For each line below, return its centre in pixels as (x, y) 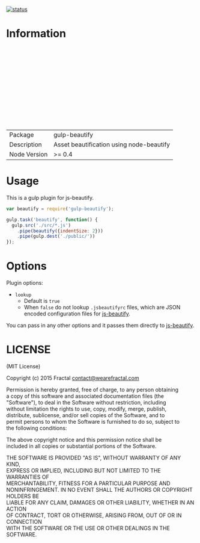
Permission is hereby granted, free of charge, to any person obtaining (92, 389)
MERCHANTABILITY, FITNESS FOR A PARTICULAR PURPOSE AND (88, 483)
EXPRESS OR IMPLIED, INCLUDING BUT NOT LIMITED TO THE (83, 470)
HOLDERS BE (23, 496)
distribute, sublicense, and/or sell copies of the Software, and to (86, 415)
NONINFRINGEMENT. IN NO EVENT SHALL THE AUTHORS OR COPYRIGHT (100, 490)
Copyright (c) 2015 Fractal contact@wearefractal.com (73, 378)
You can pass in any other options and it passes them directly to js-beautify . (100, 326)
